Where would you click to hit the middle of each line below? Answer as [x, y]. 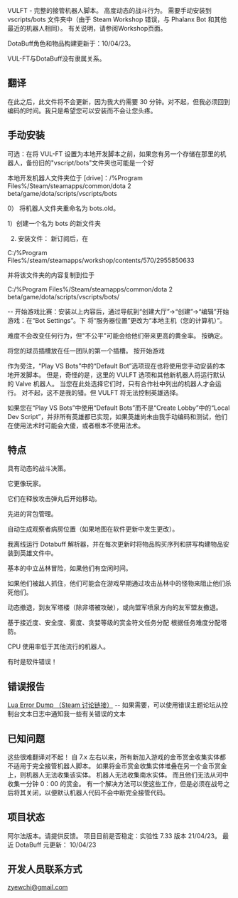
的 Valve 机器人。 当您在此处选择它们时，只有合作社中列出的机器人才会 [111, 383]
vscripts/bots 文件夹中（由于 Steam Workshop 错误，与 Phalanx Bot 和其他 [117, 19]
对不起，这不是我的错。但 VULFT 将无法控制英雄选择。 [102, 392]
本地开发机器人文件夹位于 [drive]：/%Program [75, 177]
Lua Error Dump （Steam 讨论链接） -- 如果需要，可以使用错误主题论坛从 [115, 705]
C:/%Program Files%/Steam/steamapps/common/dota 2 [90, 289]
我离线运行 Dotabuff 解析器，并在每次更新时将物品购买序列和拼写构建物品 [115, 545]
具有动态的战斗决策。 [38, 468]
